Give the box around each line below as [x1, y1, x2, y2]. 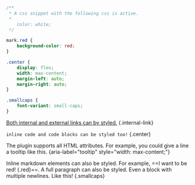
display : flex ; [17, 64, 54, 70]
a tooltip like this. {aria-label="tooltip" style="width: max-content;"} [6, 148, 170, 155]
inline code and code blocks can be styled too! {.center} [6, 130, 151, 138]
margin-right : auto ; [17, 81, 67, 87]
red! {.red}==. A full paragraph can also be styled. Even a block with [6, 165, 172, 173]
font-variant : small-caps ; [17, 103, 83, 109]
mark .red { [6, 38, 33, 44]
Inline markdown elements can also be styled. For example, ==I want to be [6, 160, 187, 167]
